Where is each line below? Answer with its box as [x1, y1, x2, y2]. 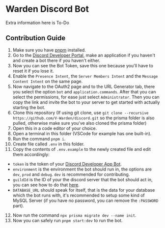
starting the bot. [12, 104, 46, 110]
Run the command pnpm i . [12, 136, 66, 142]
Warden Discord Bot [5, 3, 89, 15]
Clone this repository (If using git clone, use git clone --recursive [12, 110, 149, 115]
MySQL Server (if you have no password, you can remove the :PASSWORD [12, 198, 159, 203]
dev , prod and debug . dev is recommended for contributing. [12, 171, 130, 177]
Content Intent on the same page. [12, 78, 83, 84]
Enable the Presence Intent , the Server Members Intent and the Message [12, 73, 158, 79]
